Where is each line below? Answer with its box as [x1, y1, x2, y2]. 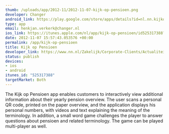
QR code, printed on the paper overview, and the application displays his [5, 101, 156, 108]
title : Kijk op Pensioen [5, 45, 57, 50]
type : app [5, 21, 26, 27]
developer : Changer [5, 12, 46, 17]
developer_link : [5, 49, 39, 54]
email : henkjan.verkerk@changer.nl [5, 26, 80, 31]
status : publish [5, 54, 39, 59]
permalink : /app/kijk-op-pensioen [5, 40, 78, 45]
